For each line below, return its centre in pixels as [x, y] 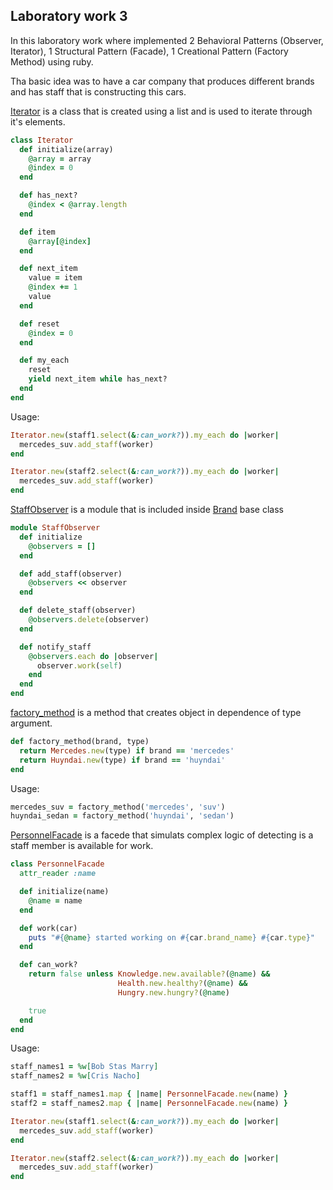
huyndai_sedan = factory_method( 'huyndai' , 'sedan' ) [122, 816]
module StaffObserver [55, 528]
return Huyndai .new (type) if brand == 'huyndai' [122, 760]
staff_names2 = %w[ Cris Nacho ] [75, 1076]
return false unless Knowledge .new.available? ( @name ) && [149, 974]
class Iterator [42, 140]
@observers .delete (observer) [89, 620]
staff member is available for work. [82, 846]
